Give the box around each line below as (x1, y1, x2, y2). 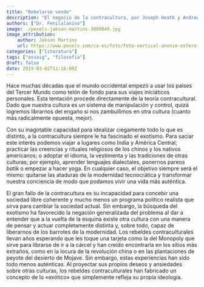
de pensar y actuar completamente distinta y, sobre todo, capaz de (6, 222, 174, 229)
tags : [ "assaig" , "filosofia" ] (6, 54, 86, 60)
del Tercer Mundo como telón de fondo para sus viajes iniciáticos (6, 89, 170, 96)
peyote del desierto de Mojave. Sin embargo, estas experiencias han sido (6, 254, 190, 261)
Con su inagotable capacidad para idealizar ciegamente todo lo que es (6, 126, 183, 134)
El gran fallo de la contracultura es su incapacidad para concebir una (6, 190, 179, 197)
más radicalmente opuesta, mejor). (6, 114, 94, 122)
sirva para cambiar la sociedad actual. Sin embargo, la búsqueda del (6, 202, 178, 210)
